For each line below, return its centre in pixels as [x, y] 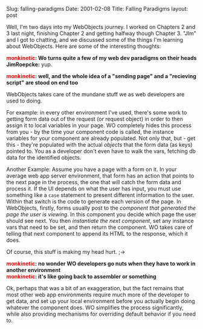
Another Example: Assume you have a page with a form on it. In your [92, 169]
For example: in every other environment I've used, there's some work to [97, 112]
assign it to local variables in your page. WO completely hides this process [99, 125]
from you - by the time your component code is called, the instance [90, 132]
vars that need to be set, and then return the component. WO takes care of [99, 227]
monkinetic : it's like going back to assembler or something [82, 276]
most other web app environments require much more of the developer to [98, 294]
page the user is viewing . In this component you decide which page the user [101, 214]
